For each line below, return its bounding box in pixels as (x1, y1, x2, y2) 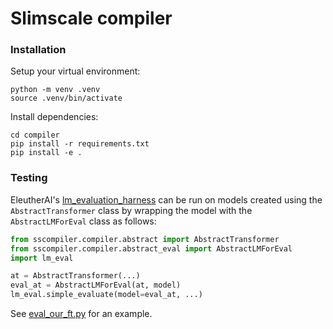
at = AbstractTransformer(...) (10, 271, 141, 281)
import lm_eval (10, 253, 74, 263)
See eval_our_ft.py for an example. (10, 308, 153, 320)
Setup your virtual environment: (10, 65, 141, 77)
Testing (10, 171, 48, 185)
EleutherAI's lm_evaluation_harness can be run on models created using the (10, 193, 323, 206)
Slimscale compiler (10, 7, 173, 30)
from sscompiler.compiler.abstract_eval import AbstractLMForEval (10, 243, 293, 254)
